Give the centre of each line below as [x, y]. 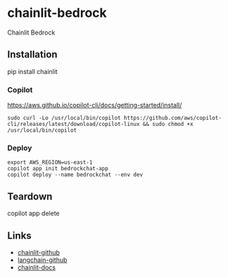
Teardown [30, 196]
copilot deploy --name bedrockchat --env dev [75, 175]
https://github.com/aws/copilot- [172, 118]
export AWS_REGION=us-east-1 [50, 163]
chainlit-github [38, 252]
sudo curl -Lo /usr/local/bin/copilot [64, 118]
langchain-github [42, 260]
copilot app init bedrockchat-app [58, 169]
